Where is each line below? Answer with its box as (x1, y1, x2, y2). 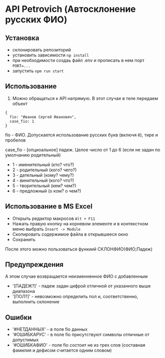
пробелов (5, 137, 26, 143)
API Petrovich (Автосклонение (5, 3, 136, 15)
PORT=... (12, 63, 31, 68)
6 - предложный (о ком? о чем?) (12, 188, 82, 194)
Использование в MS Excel (5, 202, 93, 211)
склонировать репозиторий (12, 47, 71, 52)
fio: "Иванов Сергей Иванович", (9, 114, 77, 119)
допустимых (12, 337, 39, 343)
